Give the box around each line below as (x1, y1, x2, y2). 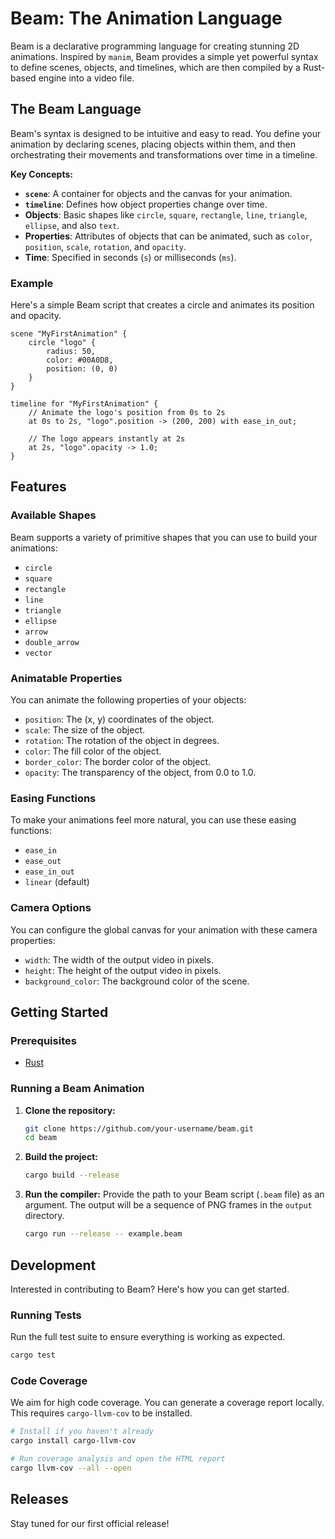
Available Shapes (10, 508, 97, 522)
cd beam (24, 1133, 57, 1143)
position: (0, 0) (46, 364, 118, 374)
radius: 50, (46, 347, 97, 357)
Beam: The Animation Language (10, 7, 283, 30)
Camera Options (10, 901, 92, 915)
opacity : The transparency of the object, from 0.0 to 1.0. (24, 767, 257, 779)
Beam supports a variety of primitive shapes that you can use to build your (10, 531, 318, 543)
